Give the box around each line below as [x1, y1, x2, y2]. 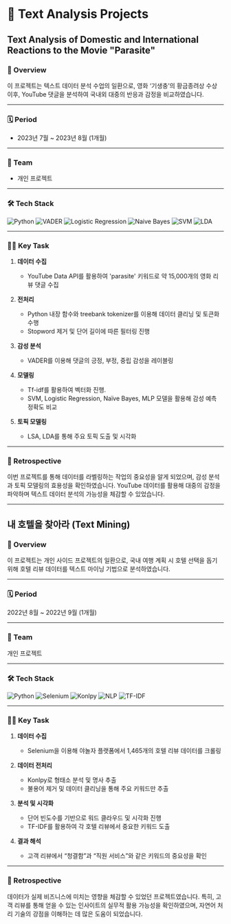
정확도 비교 [27, 403, 57, 411]
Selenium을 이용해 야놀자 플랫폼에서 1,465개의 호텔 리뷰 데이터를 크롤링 [27, 747, 221, 755]
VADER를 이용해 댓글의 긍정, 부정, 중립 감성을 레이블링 [27, 356, 174, 365]
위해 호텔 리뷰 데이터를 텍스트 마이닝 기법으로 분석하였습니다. [7, 565, 170, 573]
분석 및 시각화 [16, 799, 54, 808]
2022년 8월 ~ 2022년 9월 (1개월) [7, 608, 98, 617]
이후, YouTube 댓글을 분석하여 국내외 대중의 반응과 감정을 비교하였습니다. [7, 90, 204, 99]
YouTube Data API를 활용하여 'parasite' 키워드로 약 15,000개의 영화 [27, 272, 212, 280]
